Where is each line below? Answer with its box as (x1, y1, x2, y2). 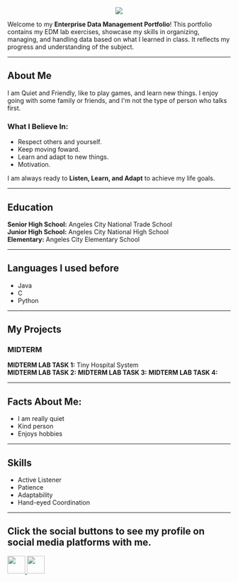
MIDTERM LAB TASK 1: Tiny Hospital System (7, 361, 139, 369)
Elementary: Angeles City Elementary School (7, 235, 140, 243)
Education (7, 201, 54, 213)
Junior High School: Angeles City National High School (7, 227, 169, 236)
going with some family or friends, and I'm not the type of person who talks (7, 96, 227, 104)
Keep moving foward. (17, 145, 80, 154)
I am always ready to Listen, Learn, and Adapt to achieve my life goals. (7, 174, 215, 182)
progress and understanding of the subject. (7, 43, 135, 51)
